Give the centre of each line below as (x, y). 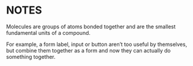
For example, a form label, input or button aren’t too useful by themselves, (96, 44)
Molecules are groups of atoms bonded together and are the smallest (91, 27)
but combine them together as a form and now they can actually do (88, 50)
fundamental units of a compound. (48, 32)
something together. (31, 57)
